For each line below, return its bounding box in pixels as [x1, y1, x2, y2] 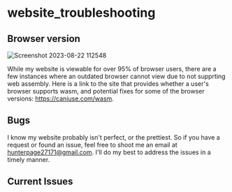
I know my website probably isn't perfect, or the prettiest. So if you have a [7, 133, 220, 141]
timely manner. [7, 155, 50, 163]
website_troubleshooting [7, 5, 156, 21]
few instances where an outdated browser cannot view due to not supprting [7, 72, 226, 80]
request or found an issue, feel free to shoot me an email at [7, 140, 178, 149]
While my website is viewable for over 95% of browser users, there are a [7, 65, 217, 73]
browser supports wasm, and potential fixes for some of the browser [7, 87, 205, 95]
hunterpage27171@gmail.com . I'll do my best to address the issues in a [7, 148, 211, 156]
